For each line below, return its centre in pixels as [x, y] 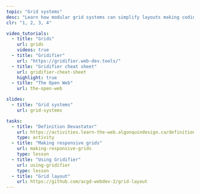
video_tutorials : [28, 33]
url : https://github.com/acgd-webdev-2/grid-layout [82, 182]
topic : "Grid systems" [34, 12]
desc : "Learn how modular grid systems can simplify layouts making [93, 17]
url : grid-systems [40, 110]
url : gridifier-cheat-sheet [51, 72]
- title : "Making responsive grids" [57, 143]
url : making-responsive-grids [54, 149]
